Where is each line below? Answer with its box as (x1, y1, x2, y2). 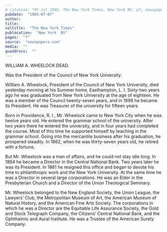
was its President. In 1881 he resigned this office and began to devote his (5, 164, 154, 170)
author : (5, 16, 21, 21)
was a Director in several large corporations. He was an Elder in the (5, 174, 143, 180)
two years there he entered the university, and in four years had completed (5, 122, 159, 129)
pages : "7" (5, 35, 30, 40)
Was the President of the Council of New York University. (5, 72, 122, 78)
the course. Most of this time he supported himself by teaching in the (5, 128, 147, 134)
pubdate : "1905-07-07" (5, 12, 55, 17)
